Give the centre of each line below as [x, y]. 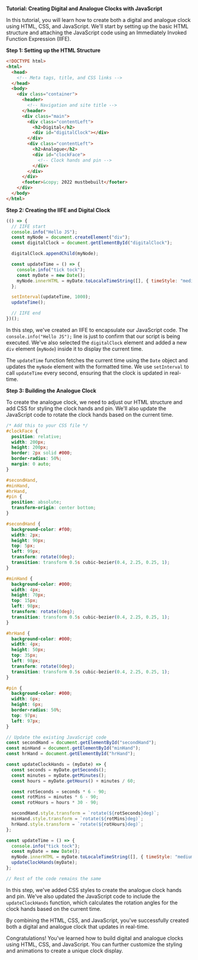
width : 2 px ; [26, 535]
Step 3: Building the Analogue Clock [51, 391]
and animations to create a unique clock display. [65, 951]
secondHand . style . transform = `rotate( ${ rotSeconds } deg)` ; [85, 813]
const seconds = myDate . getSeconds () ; [59, 770]
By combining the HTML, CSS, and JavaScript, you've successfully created [98, 920]
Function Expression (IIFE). [39, 39]
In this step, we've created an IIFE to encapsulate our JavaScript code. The [97, 330]
